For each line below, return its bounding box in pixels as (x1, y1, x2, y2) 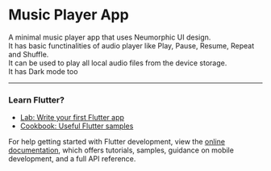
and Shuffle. (8, 49, 49, 59)
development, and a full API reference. (8, 154, 136, 164)
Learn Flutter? (8, 94, 65, 106)
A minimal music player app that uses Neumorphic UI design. (8, 32, 211, 42)
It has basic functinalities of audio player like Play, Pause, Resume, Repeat (8, 40, 255, 50)
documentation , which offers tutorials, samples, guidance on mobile (8, 145, 234, 155)
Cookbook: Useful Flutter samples (19, 121, 134, 131)
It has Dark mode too (8, 66, 78, 76)
